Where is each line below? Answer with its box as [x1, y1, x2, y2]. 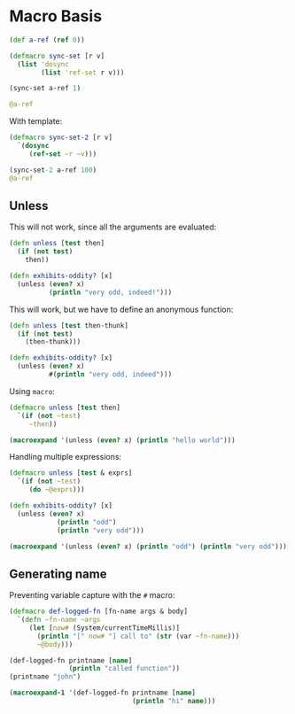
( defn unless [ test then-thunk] [9, 321, 128, 330]
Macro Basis [9, 6, 103, 27]
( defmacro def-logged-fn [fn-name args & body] [9, 607, 189, 617]
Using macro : [9, 385, 55, 396]
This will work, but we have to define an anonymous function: [9, 304, 234, 314]
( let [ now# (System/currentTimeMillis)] [28, 623, 180, 633]
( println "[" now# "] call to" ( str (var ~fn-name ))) [36, 632, 240, 640]
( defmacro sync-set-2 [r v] [9, 133, 113, 143]
